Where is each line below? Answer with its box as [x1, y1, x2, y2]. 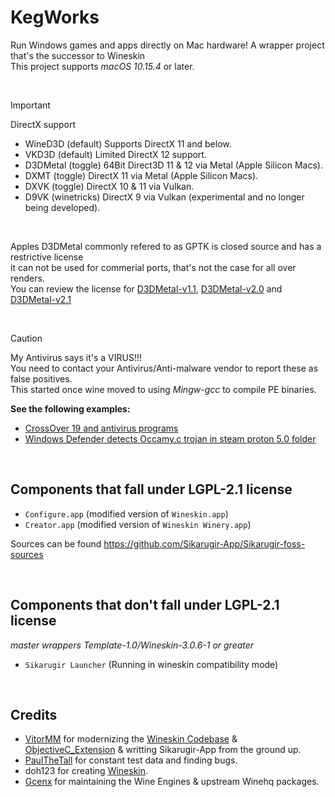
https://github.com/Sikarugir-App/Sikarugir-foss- [103, 537, 306, 550]
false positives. [10, 372, 73, 385]
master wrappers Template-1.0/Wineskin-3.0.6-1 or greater [10, 639, 255, 651]
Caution [10, 332, 43, 344]
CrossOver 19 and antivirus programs [24, 422, 179, 434]
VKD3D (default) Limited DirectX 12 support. [24, 148, 207, 160]
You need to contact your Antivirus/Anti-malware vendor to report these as [10, 362, 319, 374]
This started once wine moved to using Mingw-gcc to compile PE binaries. [10, 383, 317, 395]
